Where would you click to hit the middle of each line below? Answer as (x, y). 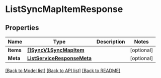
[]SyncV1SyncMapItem (56, 50)
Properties (22, 28)
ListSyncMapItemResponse (64, 9)
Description (111, 42)
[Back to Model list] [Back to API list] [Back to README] (63, 70)
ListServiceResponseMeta (59, 58)
